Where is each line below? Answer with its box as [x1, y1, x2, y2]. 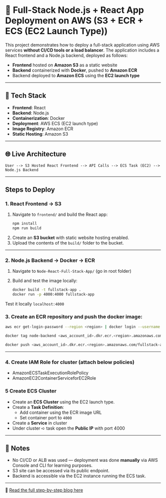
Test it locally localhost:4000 [5, 301, 64, 307]
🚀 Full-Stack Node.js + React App [5, 4, 144, 16]
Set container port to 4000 [19, 414, 72, 420]
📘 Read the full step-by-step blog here [5, 487, 83, 493]
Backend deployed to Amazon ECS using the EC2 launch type [12, 72, 140, 78]
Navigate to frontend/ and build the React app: [12, 211, 108, 217]
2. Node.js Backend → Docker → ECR [5, 257, 95, 264]
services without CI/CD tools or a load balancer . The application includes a [5, 47, 160, 53]
